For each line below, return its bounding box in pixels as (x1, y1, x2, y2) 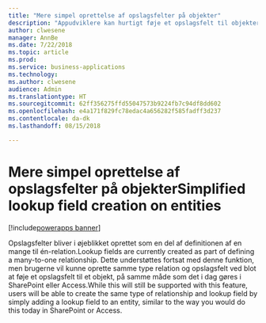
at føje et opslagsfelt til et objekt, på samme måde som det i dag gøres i (8, 272, 241, 281)
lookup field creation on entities (8, 196, 222, 215)
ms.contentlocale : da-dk (8, 115, 90, 123)
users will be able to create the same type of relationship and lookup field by (8, 288, 258, 298)
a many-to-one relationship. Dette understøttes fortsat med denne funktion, (8, 255, 255, 264)
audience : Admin (8, 85, 62, 93)
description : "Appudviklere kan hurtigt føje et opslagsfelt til (8, 19, 228, 27)
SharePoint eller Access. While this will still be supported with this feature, (8, 280, 248, 290)
